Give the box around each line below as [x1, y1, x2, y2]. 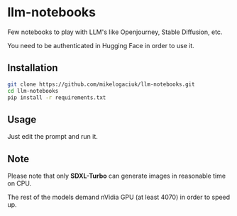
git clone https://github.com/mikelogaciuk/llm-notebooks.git [7, 81, 195, 88]
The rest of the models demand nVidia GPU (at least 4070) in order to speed [7, 193, 231, 201]
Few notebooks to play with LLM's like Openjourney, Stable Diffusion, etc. [7, 28, 223, 36]
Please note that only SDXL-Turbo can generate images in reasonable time [7, 171, 226, 180]
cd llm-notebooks [7, 87, 59, 94]
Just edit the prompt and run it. [7, 132, 98, 141]
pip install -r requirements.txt [7, 93, 106, 101]
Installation [7, 62, 58, 74]
